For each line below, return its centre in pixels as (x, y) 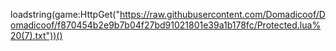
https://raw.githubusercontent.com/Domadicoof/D (222, 14)
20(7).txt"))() (36, 35)
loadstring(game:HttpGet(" (65, 14)
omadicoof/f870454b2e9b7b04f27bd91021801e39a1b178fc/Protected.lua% (166, 25)
